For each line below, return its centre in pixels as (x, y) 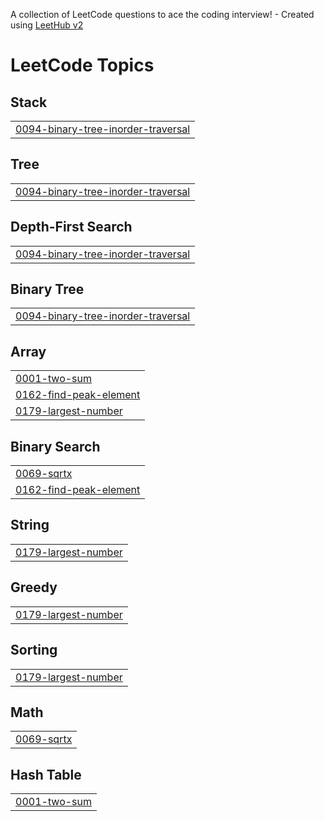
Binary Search (55, 446)
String (30, 525)
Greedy (34, 587)
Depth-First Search (71, 227)
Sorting (34, 650)
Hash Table (46, 774)
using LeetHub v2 (47, 25)
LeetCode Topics (82, 65)
